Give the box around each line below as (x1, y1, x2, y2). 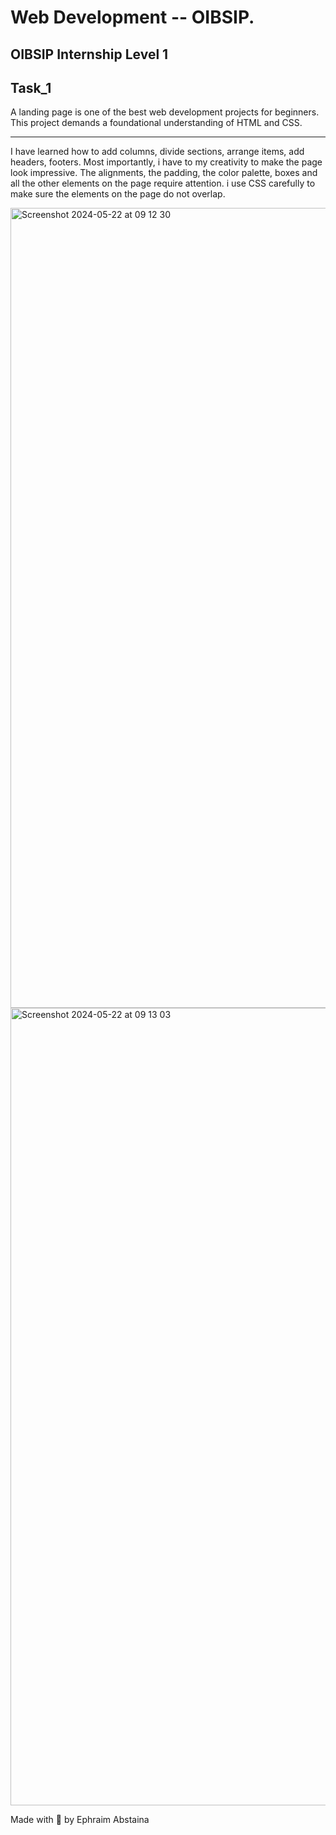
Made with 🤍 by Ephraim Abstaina (10, 1814, 150, 1826)
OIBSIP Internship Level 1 (10, 46, 169, 63)
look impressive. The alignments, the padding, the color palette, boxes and (10, 167, 318, 179)
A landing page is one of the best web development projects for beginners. (10, 106, 320, 118)
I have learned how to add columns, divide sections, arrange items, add (10, 146, 305, 158)
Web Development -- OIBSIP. (10, 6, 255, 29)
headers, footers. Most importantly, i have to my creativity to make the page (10, 156, 323, 168)
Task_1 (10, 79, 52, 96)
